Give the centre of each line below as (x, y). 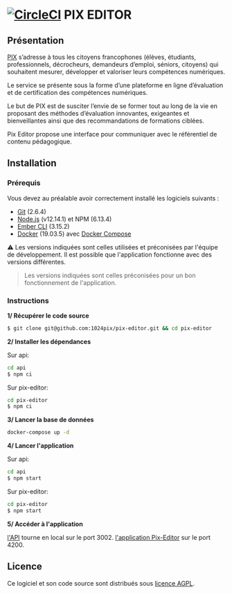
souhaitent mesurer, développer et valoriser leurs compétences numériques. (116, 72)
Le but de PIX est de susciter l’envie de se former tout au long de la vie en (113, 106)
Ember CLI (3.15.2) (43, 226)
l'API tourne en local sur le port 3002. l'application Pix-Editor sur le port (109, 537)
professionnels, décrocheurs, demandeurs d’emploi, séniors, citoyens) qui (113, 64)
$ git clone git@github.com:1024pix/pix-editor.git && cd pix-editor (110, 328)
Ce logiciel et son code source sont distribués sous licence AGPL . (101, 583)
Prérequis (24, 183)
